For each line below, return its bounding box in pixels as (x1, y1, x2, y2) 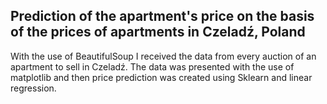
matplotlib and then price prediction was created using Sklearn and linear (10, 71, 313, 83)
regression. (10, 82, 57, 94)
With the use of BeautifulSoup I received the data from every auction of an (10, 50, 317, 62)
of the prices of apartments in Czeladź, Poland (10, 24, 306, 41)
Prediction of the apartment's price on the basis (10, 8, 315, 25)
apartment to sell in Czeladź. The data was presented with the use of (10, 60, 295, 73)
